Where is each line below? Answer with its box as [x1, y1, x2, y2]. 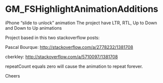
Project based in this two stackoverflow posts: [5, 35, 100, 41]
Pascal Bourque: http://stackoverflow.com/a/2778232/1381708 [5, 44, 133, 50]
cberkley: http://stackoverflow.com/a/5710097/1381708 [5, 53, 118, 60]
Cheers [5, 73, 20, 79]
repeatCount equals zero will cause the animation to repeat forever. [5, 63, 143, 69]
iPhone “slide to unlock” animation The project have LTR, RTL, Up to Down [5, 20, 158, 26]
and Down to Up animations [5, 25, 62, 31]
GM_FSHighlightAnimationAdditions [5, 3, 159, 15]
